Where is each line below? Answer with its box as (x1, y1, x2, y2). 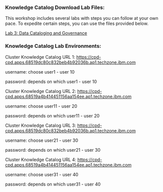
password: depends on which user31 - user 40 (5, 181, 101, 187)
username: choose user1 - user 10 (5, 69, 75, 75)
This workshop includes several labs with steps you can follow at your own (5, 15, 159, 21)
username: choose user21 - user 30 (5, 137, 79, 143)
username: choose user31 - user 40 (5, 171, 79, 178)
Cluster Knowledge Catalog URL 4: (5, 156, 77, 163)
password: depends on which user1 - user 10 (5, 79, 97, 85)
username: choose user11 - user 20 (5, 103, 78, 109)
